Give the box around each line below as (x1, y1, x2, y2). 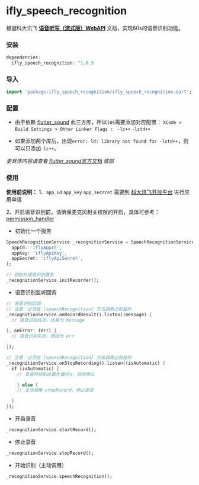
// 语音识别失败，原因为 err (11, 333, 75, 339)
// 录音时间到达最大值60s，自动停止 (17, 371, 95, 377)
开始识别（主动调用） (14, 461, 67, 468)
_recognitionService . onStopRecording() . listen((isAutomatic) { (6, 360, 166, 366)
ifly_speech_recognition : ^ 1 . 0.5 (11, 60, 94, 66)
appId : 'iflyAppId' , (11, 245, 62, 250)
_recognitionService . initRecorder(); (6, 277, 99, 283)
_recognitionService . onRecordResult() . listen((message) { (6, 311, 152, 317)
